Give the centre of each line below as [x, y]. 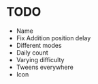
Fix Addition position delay [53, 38]
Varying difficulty [40, 59]
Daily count [32, 53]
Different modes [39, 45]
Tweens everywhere [45, 67]
